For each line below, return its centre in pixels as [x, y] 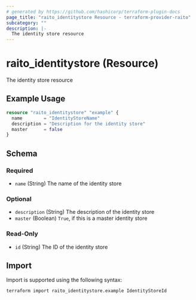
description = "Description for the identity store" [79, 124]
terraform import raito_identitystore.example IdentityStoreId [87, 291]
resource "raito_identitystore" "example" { [62, 112]
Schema [22, 153]
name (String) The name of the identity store [68, 183]
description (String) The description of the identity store [85, 212]
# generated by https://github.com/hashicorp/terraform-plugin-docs [93, 12]
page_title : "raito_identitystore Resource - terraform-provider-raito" [99, 17]
